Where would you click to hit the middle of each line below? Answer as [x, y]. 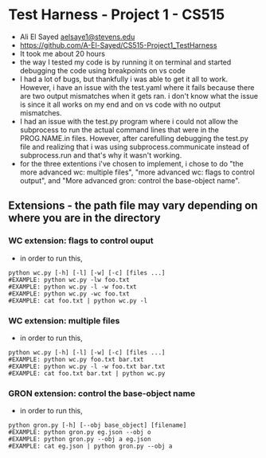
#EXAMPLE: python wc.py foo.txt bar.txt [76, 359]
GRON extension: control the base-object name [102, 393]
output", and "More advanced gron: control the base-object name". [130, 180]
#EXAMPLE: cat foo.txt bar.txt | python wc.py [87, 373]
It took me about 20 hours [63, 53]
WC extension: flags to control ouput [81, 241]
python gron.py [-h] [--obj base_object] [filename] [98, 425]
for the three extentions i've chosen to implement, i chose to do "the [132, 163]
